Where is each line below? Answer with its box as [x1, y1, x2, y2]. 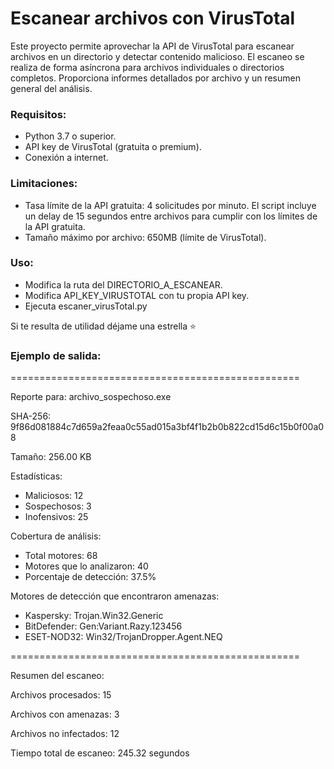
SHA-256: [10, 410, 52, 422]
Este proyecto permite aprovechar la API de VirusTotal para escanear [10, 40, 295, 52]
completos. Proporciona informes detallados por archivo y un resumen [10, 72, 301, 84]
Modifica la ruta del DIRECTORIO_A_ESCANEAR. [24, 278, 223, 291]
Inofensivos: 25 [24, 511, 89, 523]
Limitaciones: [10, 177, 78, 191]
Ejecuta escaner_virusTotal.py [24, 300, 148, 312]
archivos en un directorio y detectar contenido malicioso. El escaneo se [10, 50, 305, 62]
